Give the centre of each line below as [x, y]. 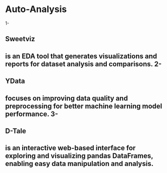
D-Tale [16, 131]
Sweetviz [20, 39]
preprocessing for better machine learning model [84, 106]
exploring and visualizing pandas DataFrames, [79, 156]
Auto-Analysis [36, 9]
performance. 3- [32, 114]
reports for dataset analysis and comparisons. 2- [83, 64]
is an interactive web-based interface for [70, 148]
